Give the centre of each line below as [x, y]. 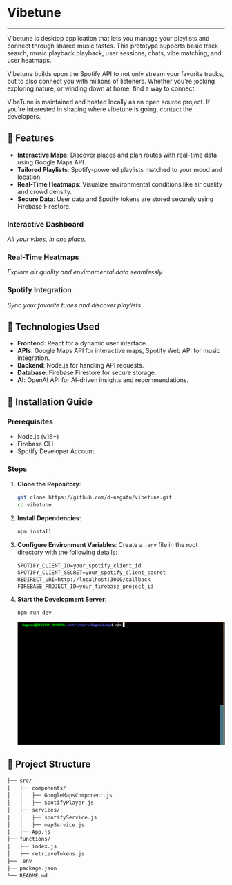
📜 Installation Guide [50, 402]
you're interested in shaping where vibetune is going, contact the [100, 109]
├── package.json [32, 868]
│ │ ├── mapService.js [46, 825]
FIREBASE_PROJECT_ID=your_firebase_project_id [85, 587]
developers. [24, 116]
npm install [34, 532]
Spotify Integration [39, 290]
